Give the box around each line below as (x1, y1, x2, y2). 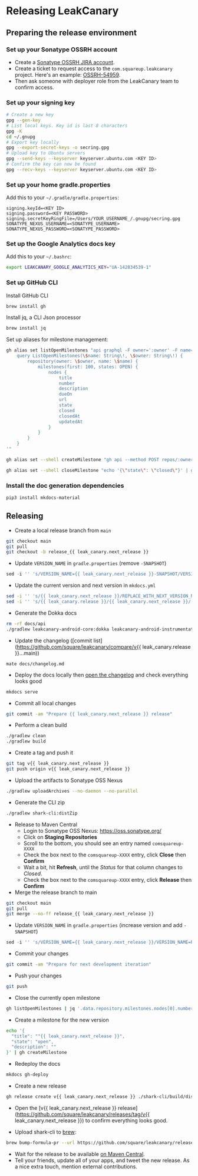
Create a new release (14, 1082, 67, 1089)
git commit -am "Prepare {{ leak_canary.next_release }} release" (6, 711, 173, 717)
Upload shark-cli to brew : (14, 1128, 77, 1135)
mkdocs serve (6, 689, 38, 695)
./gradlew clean (6, 733, 46, 739)
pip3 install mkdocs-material (6, 494, 81, 501)
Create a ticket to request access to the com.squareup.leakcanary (14, 65, 173, 72)
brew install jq (6, 326, 46, 331)
